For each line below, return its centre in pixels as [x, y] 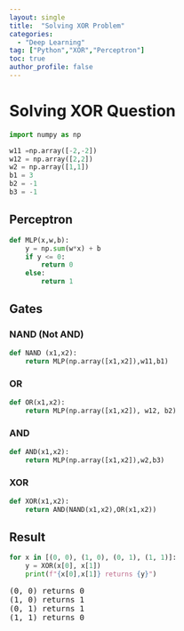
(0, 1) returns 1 [47, 609]
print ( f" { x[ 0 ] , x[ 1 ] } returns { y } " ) [91, 574]
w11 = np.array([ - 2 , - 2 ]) [53, 151]
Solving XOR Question [92, 111]
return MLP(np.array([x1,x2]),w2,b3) [95, 460]
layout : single [37, 17]
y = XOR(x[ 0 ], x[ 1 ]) [63, 566]
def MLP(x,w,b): [39, 240]
